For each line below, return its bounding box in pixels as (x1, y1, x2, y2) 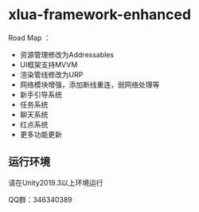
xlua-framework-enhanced (8, 6, 192, 24)
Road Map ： (8, 33, 51, 42)
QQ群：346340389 (8, 194, 73, 204)
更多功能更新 (19, 129, 62, 139)
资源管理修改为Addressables (19, 49, 114, 59)
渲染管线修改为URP (19, 69, 84, 79)
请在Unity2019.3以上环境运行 (8, 178, 103, 187)
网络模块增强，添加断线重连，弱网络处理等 (19, 80, 160, 89)
